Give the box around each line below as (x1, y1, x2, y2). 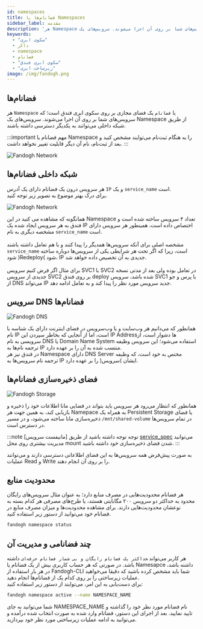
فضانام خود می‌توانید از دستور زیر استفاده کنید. (7, 510, 111, 517)
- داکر (12, 43, 29, 49)
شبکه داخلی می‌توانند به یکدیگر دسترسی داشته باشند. (7, 122, 126, 129)
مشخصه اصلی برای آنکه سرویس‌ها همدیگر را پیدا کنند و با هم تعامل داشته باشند (7, 240, 184, 248)
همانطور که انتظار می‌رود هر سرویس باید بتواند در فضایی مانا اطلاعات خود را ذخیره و (7, 402, 197, 409)
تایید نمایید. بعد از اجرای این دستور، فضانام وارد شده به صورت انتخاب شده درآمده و (7, 609, 193, 616)
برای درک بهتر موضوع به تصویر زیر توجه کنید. (7, 192, 108, 199)
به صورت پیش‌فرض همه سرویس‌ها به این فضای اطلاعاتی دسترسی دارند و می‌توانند (7, 451, 192, 458)
